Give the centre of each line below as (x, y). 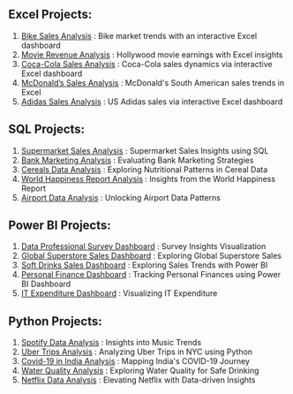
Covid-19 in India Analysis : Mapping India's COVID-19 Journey (135, 361)
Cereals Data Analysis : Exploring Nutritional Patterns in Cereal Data (144, 169)
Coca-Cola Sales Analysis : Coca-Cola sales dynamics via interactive (146, 64)
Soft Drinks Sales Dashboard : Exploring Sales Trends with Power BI (144, 265)
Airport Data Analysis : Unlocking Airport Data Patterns (121, 197)
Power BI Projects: (60, 226)
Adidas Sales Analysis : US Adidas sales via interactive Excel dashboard (152, 102)
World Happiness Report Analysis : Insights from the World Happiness (148, 178)
